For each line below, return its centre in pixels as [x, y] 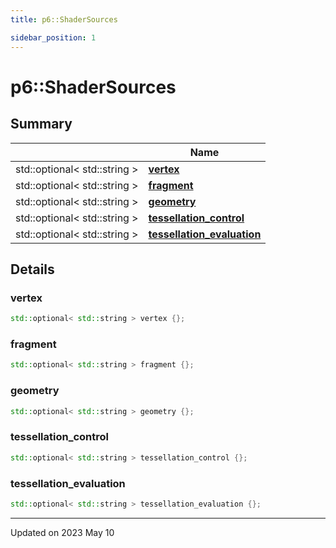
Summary [41, 124]
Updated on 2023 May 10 [62, 532]
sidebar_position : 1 [53, 37]
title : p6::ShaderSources [64, 19]
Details [32, 269]
